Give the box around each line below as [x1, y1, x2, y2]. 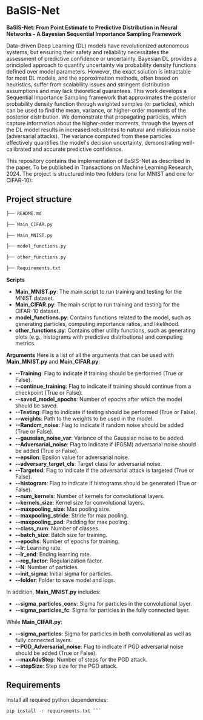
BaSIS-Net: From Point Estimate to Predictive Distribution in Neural [6, 24, 178, 31]
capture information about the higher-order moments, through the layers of [6, 119, 194, 126]
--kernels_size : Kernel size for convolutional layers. [15, 499, 145, 506]
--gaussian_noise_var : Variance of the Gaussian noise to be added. [15, 434, 185, 441]
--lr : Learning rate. [15, 544, 62, 551]
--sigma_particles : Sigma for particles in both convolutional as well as [15, 630, 191, 637]
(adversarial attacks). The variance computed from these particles [6, 132, 171, 140]
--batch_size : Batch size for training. [15, 531, 108, 538]
